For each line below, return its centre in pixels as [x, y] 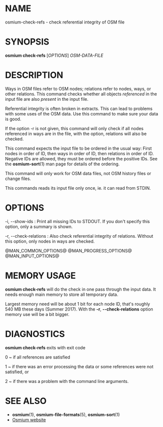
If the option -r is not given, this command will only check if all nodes [74, 128]
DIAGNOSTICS [35, 334]
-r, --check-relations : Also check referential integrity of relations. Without [79, 236]
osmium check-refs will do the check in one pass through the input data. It [81, 289]
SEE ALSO [26, 401]
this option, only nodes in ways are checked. [50, 241]
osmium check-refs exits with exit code [45, 347]
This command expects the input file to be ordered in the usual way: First [79, 148]
